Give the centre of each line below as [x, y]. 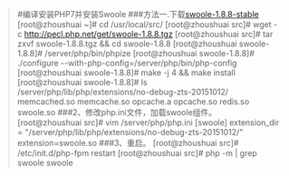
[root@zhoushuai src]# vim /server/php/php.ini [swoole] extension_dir [148, 122]
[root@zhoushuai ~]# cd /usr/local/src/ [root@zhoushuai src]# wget [144, 24]
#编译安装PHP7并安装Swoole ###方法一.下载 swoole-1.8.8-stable [138, 14]
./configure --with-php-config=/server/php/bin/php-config [127, 63]
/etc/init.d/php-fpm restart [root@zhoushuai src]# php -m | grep [137, 153]
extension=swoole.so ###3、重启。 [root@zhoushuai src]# [128, 143]
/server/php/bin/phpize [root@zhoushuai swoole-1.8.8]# [149, 53]
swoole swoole [45, 163]
